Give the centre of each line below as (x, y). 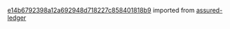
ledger (17, 18)
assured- (209, 10)
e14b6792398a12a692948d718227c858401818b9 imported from (101, 10)
